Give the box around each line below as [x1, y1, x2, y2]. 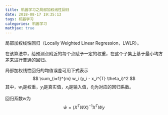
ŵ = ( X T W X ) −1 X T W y [63, 103, 105, 110]
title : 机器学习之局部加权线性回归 [5, 7, 69, 12]
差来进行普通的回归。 [5, 57, 49, 63]
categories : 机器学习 [5, 21, 47, 26]
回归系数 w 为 [5, 95, 31, 101]
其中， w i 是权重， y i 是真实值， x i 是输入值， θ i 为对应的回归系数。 [5, 84, 134, 91]
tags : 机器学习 [5, 16, 34, 21]
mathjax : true [5, 26, 35, 31]
